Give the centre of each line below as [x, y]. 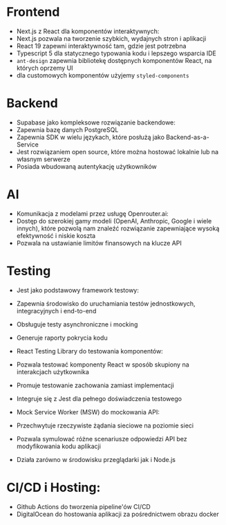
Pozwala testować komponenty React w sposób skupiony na [103, 365]
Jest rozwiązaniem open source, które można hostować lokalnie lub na [117, 151]
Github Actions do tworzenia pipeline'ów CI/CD [84, 506]
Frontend [33, 12]
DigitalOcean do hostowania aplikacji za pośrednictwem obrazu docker [117, 514]
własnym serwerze [43, 159]
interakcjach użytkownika [53, 371]
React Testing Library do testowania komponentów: [90, 351]
